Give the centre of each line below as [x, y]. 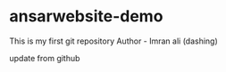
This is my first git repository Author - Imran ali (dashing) [114, 41]
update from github [45, 58]
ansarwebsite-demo [86, 16]
